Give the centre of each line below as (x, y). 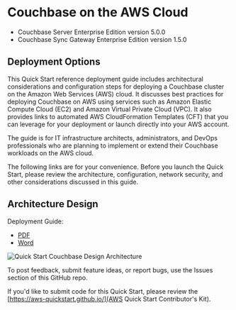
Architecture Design (53, 204)
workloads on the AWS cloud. (51, 153)
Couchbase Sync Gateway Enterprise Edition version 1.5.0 (102, 39)
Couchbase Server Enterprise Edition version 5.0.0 (91, 32)
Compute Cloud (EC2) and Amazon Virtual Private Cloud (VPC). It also (109, 109)
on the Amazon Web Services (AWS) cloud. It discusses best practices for (116, 94)
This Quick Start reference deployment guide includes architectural (105, 79)
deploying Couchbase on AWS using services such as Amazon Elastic (109, 101)
